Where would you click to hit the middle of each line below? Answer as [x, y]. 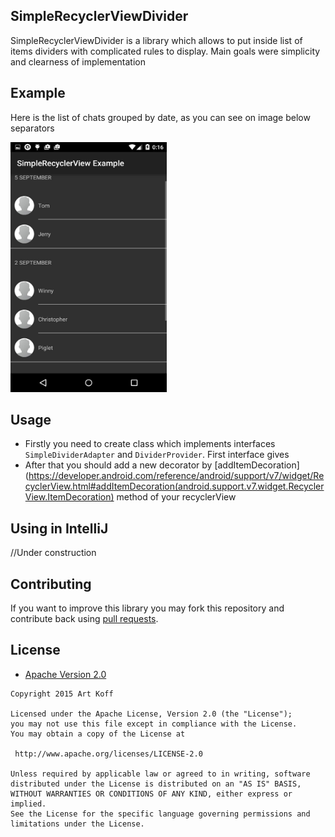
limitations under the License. [77, 824]
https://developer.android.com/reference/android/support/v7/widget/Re [176, 476]
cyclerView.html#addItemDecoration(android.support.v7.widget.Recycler [174, 486]
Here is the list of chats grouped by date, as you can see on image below [160, 117]
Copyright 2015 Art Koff [62, 694]
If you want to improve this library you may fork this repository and [147, 608]
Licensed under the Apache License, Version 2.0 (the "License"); [151, 714]
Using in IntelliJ [59, 528]
